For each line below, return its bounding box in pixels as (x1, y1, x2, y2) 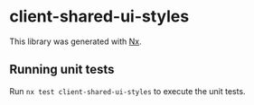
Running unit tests (9, 62, 115, 77)
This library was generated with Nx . (9, 36, 142, 47)
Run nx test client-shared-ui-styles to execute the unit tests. (9, 85, 246, 96)
